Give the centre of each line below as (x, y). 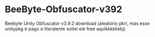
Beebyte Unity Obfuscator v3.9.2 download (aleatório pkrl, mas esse (77, 23)
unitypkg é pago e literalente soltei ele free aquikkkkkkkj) (65, 28)
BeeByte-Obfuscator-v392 (64, 9)
